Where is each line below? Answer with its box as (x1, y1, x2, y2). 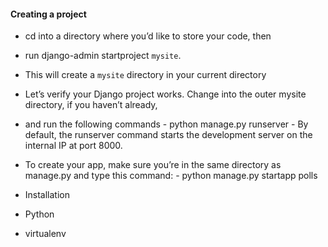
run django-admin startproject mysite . (24, 50, 182, 62)
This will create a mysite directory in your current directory (24, 69, 267, 81)
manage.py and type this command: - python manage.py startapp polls (24, 170, 318, 182)
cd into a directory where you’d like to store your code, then (24, 30, 272, 42)
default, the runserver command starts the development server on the (24, 129, 313, 141)
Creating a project (10, 8, 87, 20)
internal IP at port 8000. (24, 140, 123, 152)
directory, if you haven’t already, (24, 99, 158, 111)
